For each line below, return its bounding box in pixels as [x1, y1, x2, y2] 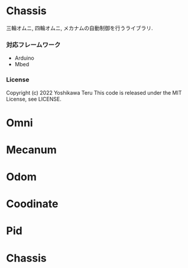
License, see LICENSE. [6, 95, 62, 102]
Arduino [14, 54, 34, 62]
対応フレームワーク [6, 40, 61, 49]
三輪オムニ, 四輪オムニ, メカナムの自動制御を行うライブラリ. [6, 24, 153, 31]
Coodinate [6, 197, 59, 211]
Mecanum [6, 143, 57, 156]
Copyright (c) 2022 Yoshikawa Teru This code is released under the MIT [6, 89, 182, 96]
